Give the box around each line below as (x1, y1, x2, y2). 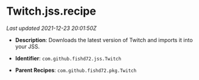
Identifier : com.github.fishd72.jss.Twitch (15, 54, 122, 62)
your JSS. (15, 43, 40, 50)
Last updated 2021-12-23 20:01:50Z (6, 24, 97, 32)
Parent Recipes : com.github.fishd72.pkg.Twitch (15, 66, 137, 74)
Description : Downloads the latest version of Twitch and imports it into (15, 36, 193, 43)
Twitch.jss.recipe (6, 4, 96, 18)
